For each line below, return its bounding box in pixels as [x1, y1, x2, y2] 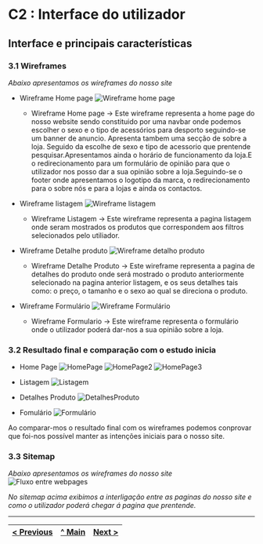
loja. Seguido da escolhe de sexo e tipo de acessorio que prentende [31, 141, 251, 151]
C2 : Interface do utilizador [8, 5, 186, 24]
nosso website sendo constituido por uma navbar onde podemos [31, 116, 241, 126]
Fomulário [19, 408, 52, 418]
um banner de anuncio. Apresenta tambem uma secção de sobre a [31, 133, 247, 143]
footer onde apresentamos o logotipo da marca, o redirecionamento [31, 175, 250, 184]
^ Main [60, 527, 86, 538]
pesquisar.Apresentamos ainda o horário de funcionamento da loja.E [31, 150, 253, 159]
